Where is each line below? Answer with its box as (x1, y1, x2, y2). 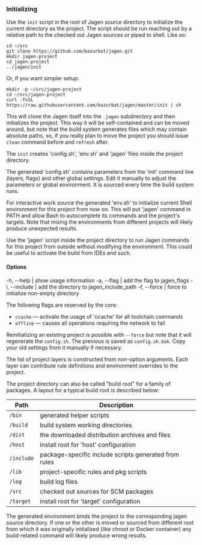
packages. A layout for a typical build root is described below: (6, 386, 159, 394)
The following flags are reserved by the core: (6, 301, 118, 308)
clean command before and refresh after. (6, 138, 109, 146)
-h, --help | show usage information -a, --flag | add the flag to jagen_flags (6, 276, 189, 284)
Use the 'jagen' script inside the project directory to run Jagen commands (6, 237, 189, 244)
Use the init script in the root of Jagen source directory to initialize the (6, 19, 183, 26)
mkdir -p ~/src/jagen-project (6, 86, 82, 92)
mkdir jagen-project (6, 54, 58, 60)
